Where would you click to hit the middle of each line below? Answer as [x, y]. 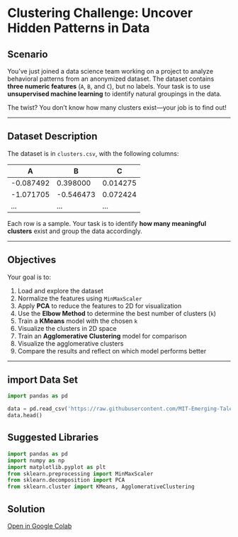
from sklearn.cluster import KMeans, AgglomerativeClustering [101, 487]
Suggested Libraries [53, 437]
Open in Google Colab [40, 526]
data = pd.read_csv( [38, 409]
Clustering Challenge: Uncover [100, 13]
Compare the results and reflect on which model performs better [112, 351]
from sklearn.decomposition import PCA [66, 480]
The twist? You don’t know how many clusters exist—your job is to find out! [117, 107]
